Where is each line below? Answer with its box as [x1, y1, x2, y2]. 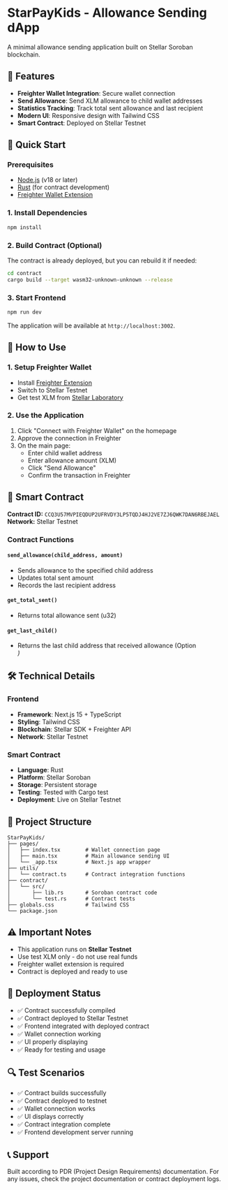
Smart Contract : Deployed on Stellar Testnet [17, 119, 146, 127]
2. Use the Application [7, 411, 84, 420]
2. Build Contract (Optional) [7, 240, 102, 250]
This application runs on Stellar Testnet [17, 945, 132, 953]
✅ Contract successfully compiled [17, 1006, 116, 1014]
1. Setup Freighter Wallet [7, 362, 92, 372]
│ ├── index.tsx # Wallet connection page [7, 846, 160, 853]
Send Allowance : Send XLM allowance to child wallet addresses [17, 96, 203, 105]
